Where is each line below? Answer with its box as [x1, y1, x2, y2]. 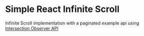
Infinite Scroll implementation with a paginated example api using [5, 20, 139, 26]
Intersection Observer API [5, 25, 58, 31]
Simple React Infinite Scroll [5, 3, 120, 15]
